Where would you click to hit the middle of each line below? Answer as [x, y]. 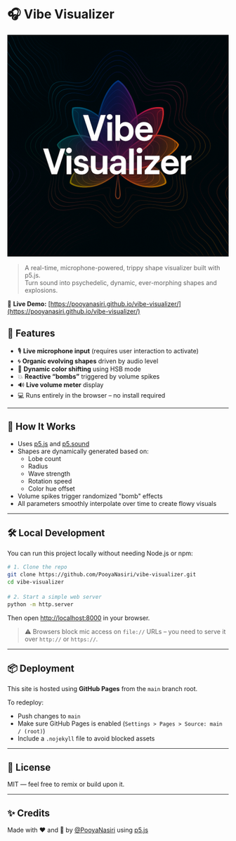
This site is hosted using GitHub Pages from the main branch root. [103, 689]
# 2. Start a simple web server [54, 597]
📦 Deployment [41, 669]
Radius [38, 466]
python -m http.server [40, 604]
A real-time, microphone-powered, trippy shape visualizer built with [122, 267]
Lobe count [45, 458]
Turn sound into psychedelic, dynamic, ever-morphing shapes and [121, 282]
